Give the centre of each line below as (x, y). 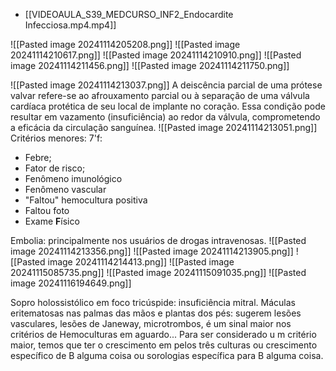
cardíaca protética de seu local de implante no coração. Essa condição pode (168, 106)
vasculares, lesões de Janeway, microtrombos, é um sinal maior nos (151, 323)
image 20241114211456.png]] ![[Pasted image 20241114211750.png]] (150, 65)
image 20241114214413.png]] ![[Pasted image (141, 262)
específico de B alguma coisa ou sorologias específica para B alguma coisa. (167, 355)
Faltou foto (47, 210)
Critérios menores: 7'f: (56, 138)
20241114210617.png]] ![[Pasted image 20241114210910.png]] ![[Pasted (156, 55)
